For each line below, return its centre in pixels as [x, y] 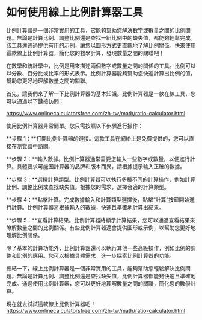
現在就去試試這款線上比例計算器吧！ [51, 304]
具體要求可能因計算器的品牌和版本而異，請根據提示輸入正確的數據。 [101, 166]
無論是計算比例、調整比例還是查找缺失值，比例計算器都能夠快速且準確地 [106, 276]
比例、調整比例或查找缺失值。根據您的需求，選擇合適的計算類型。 [88, 187]
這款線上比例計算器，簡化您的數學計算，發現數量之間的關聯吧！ [85, 53]
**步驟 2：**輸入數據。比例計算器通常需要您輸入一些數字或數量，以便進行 [98, 159]
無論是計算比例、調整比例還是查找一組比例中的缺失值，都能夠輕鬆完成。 [106, 37]
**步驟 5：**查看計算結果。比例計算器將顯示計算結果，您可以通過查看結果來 [101, 220]
